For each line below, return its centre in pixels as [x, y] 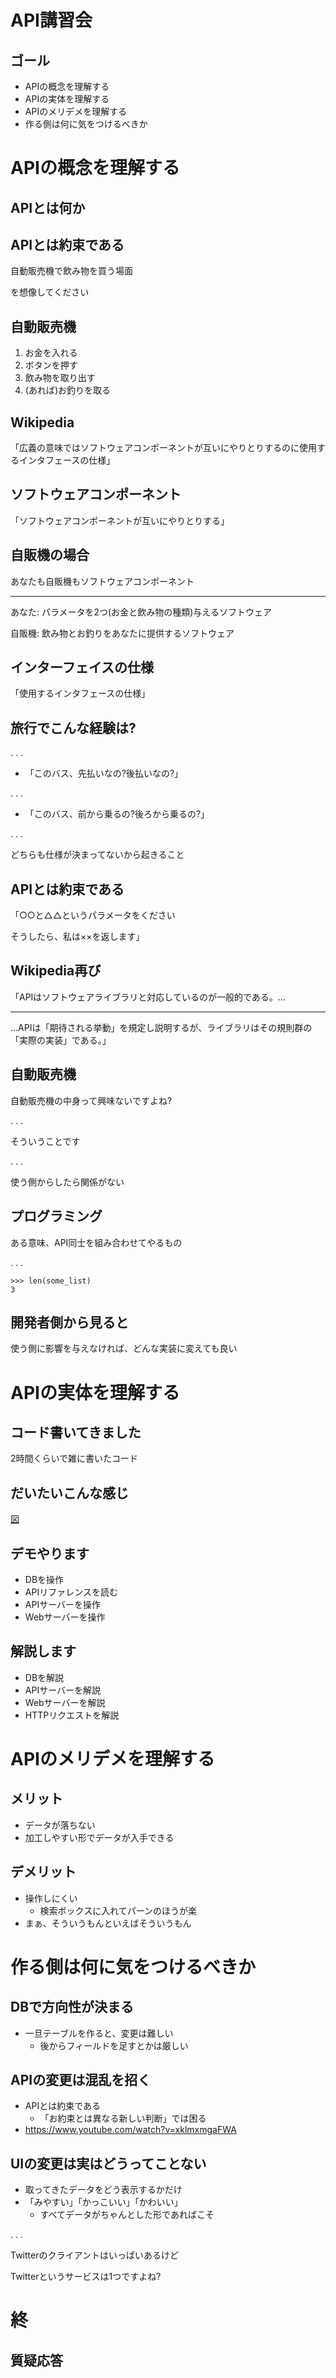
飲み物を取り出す [60, 378]
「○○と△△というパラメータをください [93, 915]
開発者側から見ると [69, 1322]
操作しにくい [51, 1898]
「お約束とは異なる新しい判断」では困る [123, 2118]
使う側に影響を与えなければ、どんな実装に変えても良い [124, 1348]
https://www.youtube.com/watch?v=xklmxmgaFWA [130, 2130]
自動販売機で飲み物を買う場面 [71, 271]
